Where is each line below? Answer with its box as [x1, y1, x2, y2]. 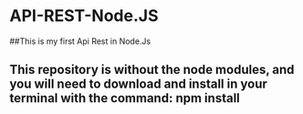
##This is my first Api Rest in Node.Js [9, 36, 151, 47]
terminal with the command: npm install [9, 90, 240, 106]
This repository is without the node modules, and [9, 62, 295, 78]
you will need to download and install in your [9, 77, 267, 92]
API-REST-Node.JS [9, 5, 159, 26]
